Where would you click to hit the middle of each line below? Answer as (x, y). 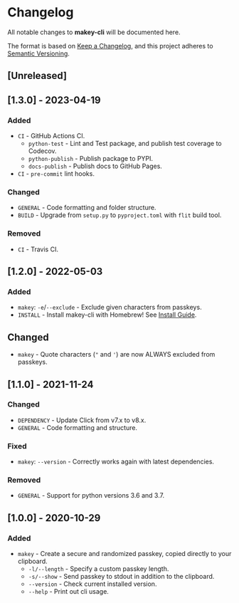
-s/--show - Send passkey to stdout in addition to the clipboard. (121, 577)
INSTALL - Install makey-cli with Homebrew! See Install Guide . (107, 315)
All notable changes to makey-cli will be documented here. (94, 32)
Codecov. (42, 151)
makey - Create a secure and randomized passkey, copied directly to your (124, 554)
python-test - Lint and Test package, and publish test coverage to (125, 144)
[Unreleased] (37, 76)
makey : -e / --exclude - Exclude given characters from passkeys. (110, 308)
